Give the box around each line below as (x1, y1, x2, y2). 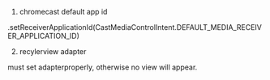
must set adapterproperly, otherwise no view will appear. (7, 62, 198, 72)
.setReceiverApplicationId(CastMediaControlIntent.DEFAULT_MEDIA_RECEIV (7, 23, 263, 32)
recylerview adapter (19, 47, 87, 56)
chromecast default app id (19, 7, 108, 16)
